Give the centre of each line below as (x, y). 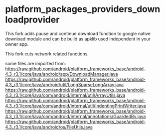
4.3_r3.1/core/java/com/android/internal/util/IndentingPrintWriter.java (76, 106)
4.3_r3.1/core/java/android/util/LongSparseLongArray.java (64, 84)
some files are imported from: (36, 63)
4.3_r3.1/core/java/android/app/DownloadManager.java (62, 74)
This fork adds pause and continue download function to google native (78, 33)
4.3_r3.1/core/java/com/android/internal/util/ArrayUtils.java (65, 95)
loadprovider (32, 20)
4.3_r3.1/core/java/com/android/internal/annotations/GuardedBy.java (76, 116)
